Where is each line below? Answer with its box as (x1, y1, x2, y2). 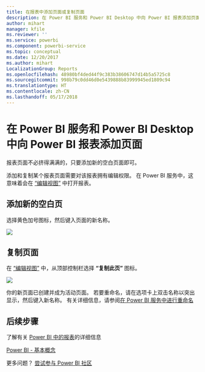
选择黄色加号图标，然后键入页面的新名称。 (6, 216, 113, 223)
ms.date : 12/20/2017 (6, 54, 59, 60)
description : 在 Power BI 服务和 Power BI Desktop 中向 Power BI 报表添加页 (6, 15, 196, 21)
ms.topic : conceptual (6, 49, 62, 55)
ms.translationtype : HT (6, 83, 67, 89)
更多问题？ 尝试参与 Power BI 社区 (6, 359, 93, 367)
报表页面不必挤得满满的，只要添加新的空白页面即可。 (6, 159, 140, 166)
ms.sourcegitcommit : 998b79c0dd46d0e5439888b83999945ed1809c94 (6, 77, 171, 83)
